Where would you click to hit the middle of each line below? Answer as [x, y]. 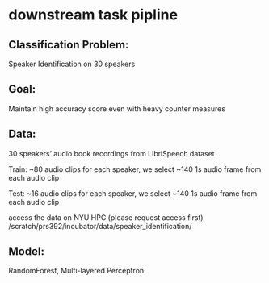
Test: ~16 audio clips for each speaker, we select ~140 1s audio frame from [133, 193]
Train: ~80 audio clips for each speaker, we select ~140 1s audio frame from [135, 169]
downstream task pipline [93, 15]
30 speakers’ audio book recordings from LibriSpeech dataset [112, 153]
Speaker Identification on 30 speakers [72, 64]
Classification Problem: [69, 45]
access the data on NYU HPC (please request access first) [106, 217]
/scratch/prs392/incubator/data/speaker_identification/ [100, 226]
